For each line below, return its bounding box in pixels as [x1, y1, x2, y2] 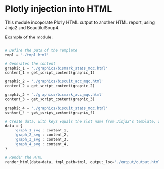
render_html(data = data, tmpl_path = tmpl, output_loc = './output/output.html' [5, 159, 163, 164]
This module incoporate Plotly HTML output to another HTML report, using [5, 19, 155, 25]
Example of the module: [5, 34, 53, 40]
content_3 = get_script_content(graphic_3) [5, 96, 95, 102]
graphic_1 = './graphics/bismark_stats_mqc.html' [5, 66, 108, 71]
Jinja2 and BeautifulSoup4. [5, 24, 60, 30]
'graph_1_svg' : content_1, [14, 128, 69, 133]
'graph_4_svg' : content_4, [14, 141, 69, 147]
